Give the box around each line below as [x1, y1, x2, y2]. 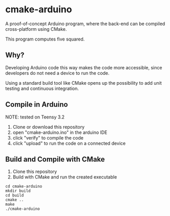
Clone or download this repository [12, 124, 85, 130]
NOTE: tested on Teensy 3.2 [5, 114, 65, 120]
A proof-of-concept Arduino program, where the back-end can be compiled [5, 21, 165, 27]
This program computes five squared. [5, 36, 85, 42]
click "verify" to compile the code [12, 134, 83, 141]
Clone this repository [12, 168, 57, 175]
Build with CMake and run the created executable [12, 174, 117, 180]
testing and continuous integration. [5, 85, 79, 91]
